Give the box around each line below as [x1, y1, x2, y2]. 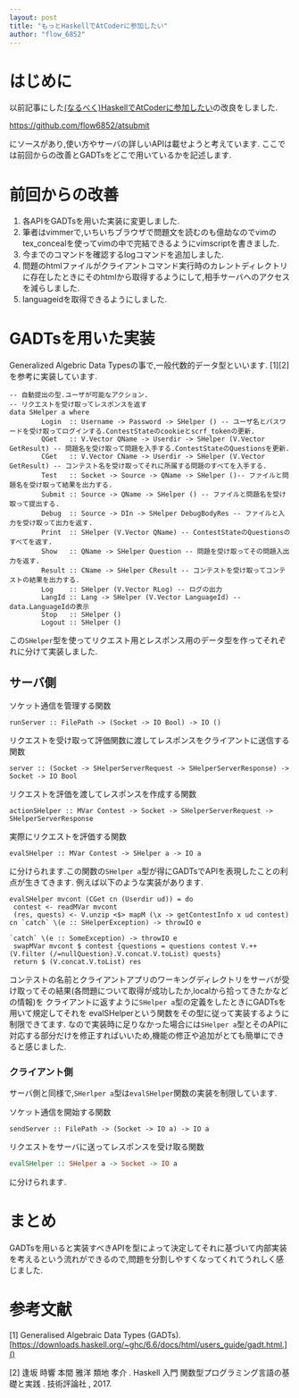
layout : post [9, 13, 58, 22]
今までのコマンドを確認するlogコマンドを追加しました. [21, 250, 225, 260]
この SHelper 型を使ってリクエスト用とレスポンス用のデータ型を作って [9, 635, 263, 646]
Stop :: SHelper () [41, 610, 122, 620]
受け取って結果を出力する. [29, 480, 113, 490]
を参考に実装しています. [9, 371, 98, 382]
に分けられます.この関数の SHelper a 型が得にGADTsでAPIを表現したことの [9, 866, 281, 877]
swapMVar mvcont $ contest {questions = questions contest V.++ [12, 942, 257, 951]
